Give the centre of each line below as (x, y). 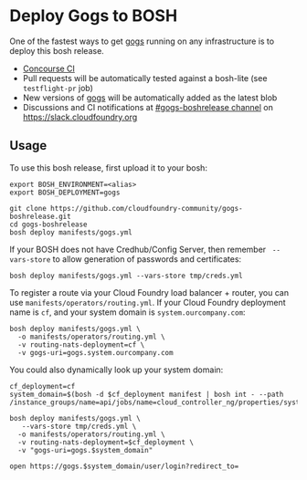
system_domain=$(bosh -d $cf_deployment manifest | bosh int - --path (147, 394)
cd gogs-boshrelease (49, 224)
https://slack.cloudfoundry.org (80, 117)
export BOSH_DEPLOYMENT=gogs (65, 193)
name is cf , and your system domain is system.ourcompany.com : (127, 312)
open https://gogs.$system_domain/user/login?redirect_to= (124, 466)
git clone (28, 208)
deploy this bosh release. (57, 50)
